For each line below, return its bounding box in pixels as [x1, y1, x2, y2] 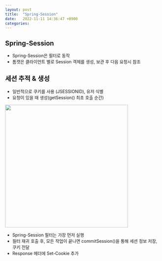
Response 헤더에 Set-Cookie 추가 [12, 250, 79, 256]
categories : [5, 21, 29, 26]
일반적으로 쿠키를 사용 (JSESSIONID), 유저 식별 [12, 88, 104, 94]
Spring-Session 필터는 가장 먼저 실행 [12, 232, 84, 238]
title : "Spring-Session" [5, 12, 58, 17]
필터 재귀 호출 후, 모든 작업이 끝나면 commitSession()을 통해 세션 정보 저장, [12, 238, 158, 244]
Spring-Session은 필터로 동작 [12, 52, 70, 59]
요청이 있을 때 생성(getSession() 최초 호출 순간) [12, 94, 104, 101]
